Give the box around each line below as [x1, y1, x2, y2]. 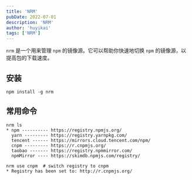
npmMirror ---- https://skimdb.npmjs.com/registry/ [11, 153, 141, 158]
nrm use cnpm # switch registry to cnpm [6, 163, 109, 169]
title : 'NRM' [6, 8, 38, 15]
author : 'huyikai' [6, 25, 51, 31]
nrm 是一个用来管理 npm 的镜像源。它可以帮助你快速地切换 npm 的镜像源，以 [6, 47, 187, 54]
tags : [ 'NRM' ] [6, 30, 41, 36]
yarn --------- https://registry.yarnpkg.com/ [11, 132, 127, 138]
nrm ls [6, 122, 22, 128]
